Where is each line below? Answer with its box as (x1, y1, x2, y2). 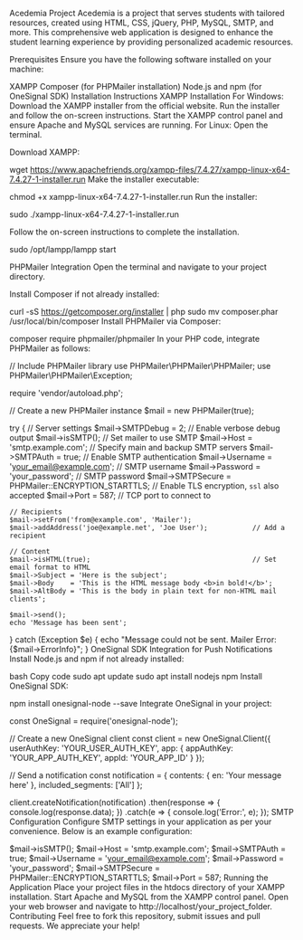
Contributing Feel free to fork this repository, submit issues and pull (9, 911, 260, 921)
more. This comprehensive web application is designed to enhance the (9, 27, 274, 37)
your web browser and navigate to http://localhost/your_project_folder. (9, 901, 273, 912)
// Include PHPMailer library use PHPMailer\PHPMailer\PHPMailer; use (9, 361, 271, 371)
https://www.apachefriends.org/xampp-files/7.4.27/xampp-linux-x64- (30, 165, 290, 175)
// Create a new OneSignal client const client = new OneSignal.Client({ (9, 733, 271, 744)
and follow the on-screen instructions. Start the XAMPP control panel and (9, 110, 283, 120)
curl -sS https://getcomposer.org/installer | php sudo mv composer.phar (9, 307, 279, 317)
